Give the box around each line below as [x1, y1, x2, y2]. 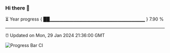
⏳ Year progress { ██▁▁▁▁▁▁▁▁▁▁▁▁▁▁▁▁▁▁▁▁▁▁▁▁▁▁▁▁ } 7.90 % [5, 16, 164, 22]
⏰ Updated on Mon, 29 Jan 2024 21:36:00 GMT [5, 32, 105, 38]
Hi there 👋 [5, 4, 30, 11]
